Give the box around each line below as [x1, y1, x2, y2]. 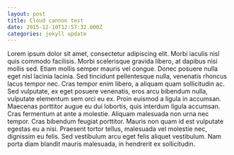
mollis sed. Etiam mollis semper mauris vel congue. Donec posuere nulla [7, 64, 218, 73]
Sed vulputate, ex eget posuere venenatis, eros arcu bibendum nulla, [7, 87, 208, 96]
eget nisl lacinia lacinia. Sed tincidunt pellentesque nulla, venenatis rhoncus [7, 72, 228, 81]
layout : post [7, 10, 46, 18]
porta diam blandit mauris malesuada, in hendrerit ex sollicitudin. [7, 139, 196, 149]
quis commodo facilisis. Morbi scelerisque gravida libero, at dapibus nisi [7, 57, 218, 66]
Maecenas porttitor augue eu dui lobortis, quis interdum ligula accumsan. [7, 102, 221, 110]
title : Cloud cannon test [7, 17, 83, 24]
